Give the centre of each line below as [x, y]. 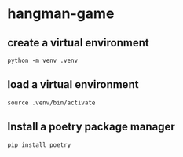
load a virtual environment [73, 84]
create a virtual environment [79, 43]
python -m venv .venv [43, 60]
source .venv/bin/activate [51, 103]
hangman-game [61, 14]
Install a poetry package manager [91, 127]
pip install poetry [39, 145]
